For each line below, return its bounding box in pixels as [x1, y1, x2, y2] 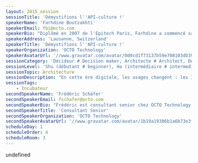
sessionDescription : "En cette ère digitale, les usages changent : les [5, 74, 189, 80]
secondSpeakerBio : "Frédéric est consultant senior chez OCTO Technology [5, 102, 191, 108]
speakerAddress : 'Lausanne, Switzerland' [5, 36, 109, 42]
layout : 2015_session [5, 8, 59, 15]
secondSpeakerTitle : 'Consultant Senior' [5, 107, 109, 113]
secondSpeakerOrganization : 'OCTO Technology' [5, 113, 122, 119]
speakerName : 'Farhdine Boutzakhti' [5, 19, 96, 25]
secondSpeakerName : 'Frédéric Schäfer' [5, 91, 104, 97]
